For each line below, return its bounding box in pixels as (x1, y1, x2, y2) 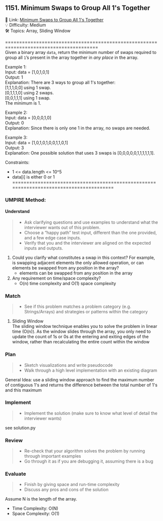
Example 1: (5, 64, 27, 70)
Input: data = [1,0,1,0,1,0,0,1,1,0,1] (5, 140, 68, 145)
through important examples (24, 453, 81, 459)
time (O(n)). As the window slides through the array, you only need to (12, 328, 151, 335)
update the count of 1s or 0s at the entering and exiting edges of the (12, 334, 149, 340)
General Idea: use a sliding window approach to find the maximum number (5, 377, 155, 382)
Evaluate (5, 470, 26, 477)
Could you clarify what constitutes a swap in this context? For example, (12, 254, 155, 260)
